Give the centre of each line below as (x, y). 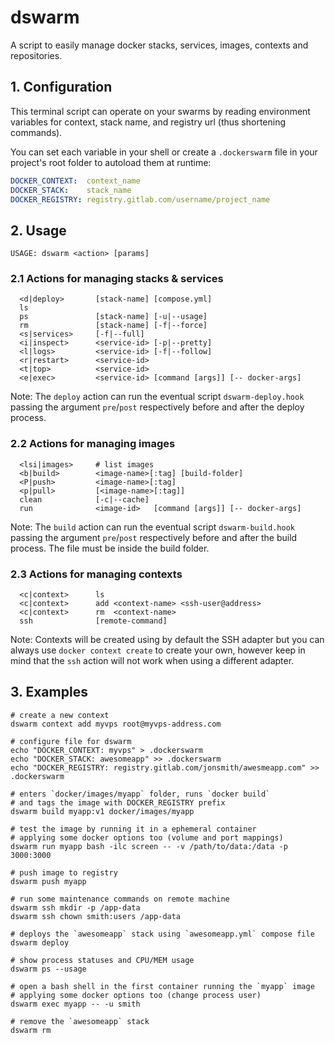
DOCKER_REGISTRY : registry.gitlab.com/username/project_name (140, 199)
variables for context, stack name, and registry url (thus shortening (148, 122)
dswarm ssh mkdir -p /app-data (75, 907)
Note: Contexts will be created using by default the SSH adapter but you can (167, 640)
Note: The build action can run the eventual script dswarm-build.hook (152, 527)
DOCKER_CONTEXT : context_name (75, 181)
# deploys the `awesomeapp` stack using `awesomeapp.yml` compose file (162, 934)
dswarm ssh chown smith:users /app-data (96, 916)
